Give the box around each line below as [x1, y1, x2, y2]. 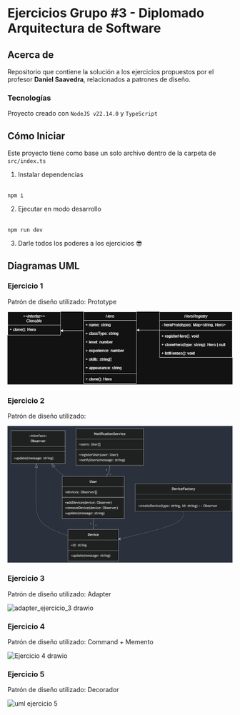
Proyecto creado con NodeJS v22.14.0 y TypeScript [7, 109, 159, 118]
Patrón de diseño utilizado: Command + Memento [7, 638, 154, 646]
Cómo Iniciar [7, 130, 66, 142]
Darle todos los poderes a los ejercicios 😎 [17, 239, 143, 248]
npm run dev [7, 226, 43, 234]
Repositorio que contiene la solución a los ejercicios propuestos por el [7, 68, 214, 76]
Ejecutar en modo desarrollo [17, 205, 101, 214]
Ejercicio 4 [7, 621, 45, 631]
